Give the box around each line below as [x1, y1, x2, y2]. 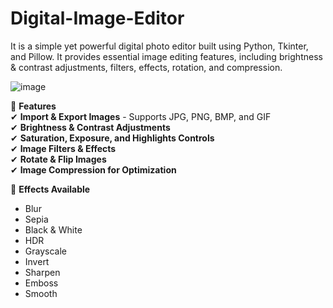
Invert [24, 255, 50, 267]
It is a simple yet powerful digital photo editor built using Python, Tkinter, [10, 40, 309, 52]
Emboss [24, 277, 59, 289]
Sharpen [24, 266, 61, 278]
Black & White [24, 223, 83, 236]
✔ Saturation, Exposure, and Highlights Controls [10, 132, 215, 144]
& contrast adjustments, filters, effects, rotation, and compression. [10, 61, 283, 73]
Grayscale [24, 245, 67, 257]
